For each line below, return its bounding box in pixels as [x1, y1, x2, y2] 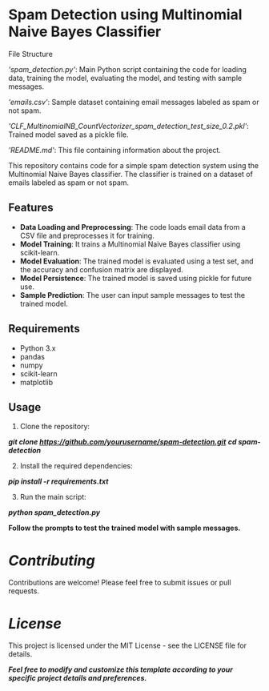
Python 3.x [19, 343, 56, 353]
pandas [19, 352, 46, 361]
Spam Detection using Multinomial [8, 6, 243, 24]
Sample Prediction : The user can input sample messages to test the [19, 290, 246, 299]
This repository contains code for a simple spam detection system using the [8, 160, 259, 170]
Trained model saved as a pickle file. [8, 130, 130, 139]
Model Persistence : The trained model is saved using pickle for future [19, 273, 252, 283]
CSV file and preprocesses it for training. [19, 231, 155, 240]
